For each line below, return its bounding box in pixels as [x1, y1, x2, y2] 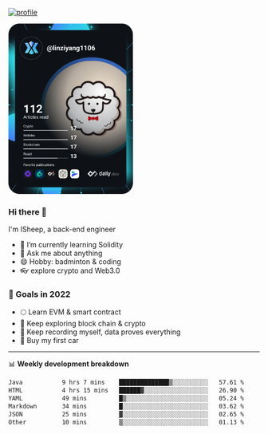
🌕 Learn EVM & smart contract [19, 307, 121, 317]
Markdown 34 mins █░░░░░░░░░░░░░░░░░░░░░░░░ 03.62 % [8, 403, 245, 411]
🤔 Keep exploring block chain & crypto [19, 319, 146, 329]
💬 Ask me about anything [19, 248, 103, 258]
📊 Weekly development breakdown [8, 359, 129, 369]
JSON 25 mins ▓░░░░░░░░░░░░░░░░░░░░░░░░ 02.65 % [8, 411, 245, 419]
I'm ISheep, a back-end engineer [8, 224, 116, 235]
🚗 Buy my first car [19, 336, 80, 345]
